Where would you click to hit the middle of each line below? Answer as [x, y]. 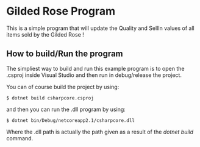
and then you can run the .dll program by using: [66, 109]
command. [20, 138]
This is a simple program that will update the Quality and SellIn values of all [100, 28]
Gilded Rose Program [61, 11]
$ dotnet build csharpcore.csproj [50, 98]
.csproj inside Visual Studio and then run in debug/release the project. [94, 75]
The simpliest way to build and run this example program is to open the [95, 68]
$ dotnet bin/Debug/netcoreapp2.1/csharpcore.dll [71, 120]
